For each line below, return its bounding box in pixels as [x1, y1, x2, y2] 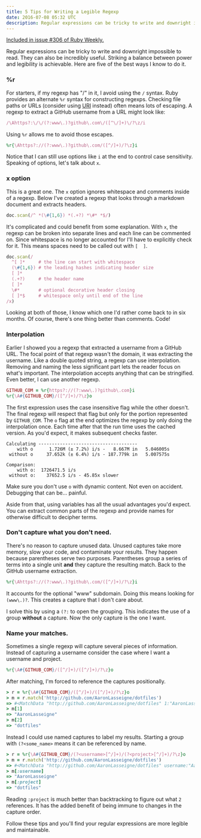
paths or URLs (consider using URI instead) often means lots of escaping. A [6, 102, 193, 109]
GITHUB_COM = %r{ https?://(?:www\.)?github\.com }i [6, 387, 135, 393]
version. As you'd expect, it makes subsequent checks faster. [6, 429, 158, 436]
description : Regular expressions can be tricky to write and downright [6, 20, 191, 26]
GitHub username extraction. [6, 567, 78, 575]
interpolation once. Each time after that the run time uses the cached [6, 423, 175, 430]
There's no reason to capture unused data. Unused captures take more [6, 542, 181, 549]
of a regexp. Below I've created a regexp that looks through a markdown [6, 194, 184, 201]
